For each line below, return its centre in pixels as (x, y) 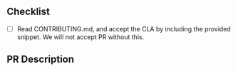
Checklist (29, 12)
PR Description (41, 60)
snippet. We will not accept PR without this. (81, 37)
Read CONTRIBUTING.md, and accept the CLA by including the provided (124, 29)
